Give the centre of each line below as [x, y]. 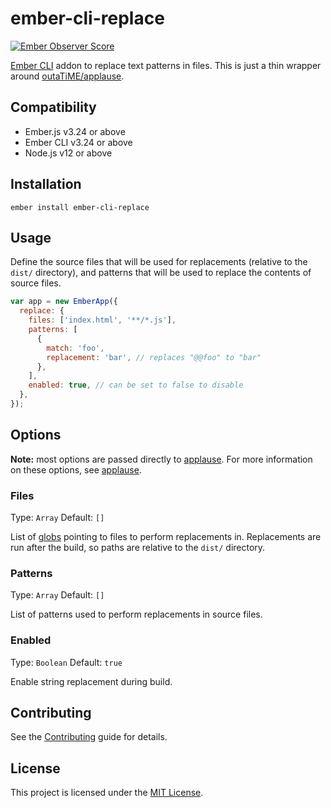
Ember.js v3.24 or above [75, 131]
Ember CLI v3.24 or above [78, 142]
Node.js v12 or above [68, 153]
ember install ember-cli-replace [80, 207]
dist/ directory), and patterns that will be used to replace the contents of [161, 273]
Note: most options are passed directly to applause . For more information [161, 459]
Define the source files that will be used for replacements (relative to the [159, 262]
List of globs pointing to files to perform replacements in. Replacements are [166, 536]
